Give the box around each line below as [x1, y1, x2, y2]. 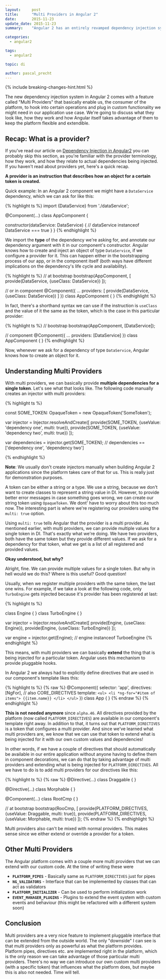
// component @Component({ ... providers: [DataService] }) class [5, 333, 138, 339]
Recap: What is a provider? [5, 134, 90, 143]
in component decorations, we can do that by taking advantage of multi [5, 756, 151, 762]
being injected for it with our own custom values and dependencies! [5, 737, 143, 742]
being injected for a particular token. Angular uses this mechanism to [5, 655, 146, 661]
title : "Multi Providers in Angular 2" [5, 12, 98, 17]
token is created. [5, 178, 41, 184]
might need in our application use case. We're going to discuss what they [5, 110, 155, 115]
